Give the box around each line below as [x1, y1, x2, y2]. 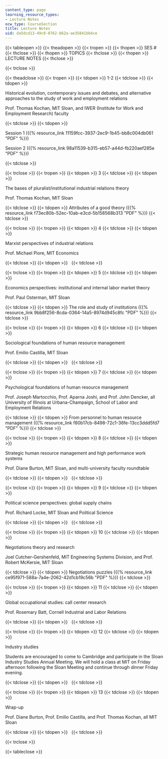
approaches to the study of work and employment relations [5, 95, 128, 101]
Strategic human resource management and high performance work [5, 450, 146, 456]
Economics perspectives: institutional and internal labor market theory [5, 285, 150, 290]
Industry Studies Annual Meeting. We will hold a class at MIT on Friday [5, 659, 151, 665]
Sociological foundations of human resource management [5, 340, 125, 346]
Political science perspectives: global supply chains [5, 500, 112, 505]
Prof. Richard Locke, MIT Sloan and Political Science [5, 510, 113, 516]
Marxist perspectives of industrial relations [5, 240, 94, 246]
